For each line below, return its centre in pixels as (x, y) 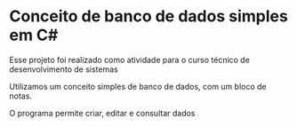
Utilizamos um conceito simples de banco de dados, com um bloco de (138, 86)
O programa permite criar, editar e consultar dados (102, 113)
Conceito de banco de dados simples (149, 16)
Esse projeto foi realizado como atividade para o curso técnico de (130, 60)
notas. (21, 96)
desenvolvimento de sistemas (64, 69)
